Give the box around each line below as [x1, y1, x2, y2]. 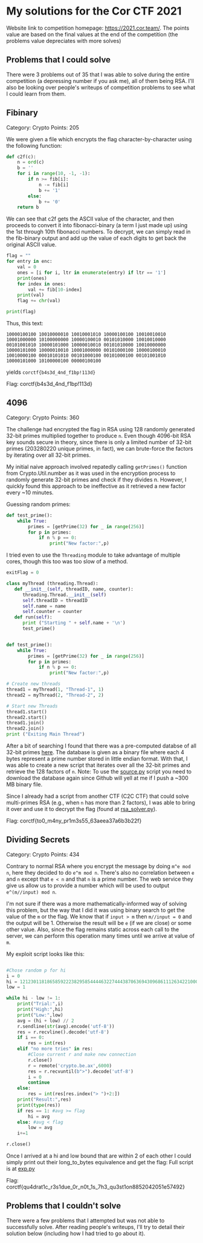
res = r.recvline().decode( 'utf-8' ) [17, 1029, 110, 1035]
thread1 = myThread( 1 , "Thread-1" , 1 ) [6, 686, 104, 692]
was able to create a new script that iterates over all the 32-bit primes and [6, 761, 190, 769]
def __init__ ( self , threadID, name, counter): [14, 586, 134, 592]
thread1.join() [6, 720, 45, 726]
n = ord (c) [17, 159, 45, 165]
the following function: [6, 142, 62, 149]
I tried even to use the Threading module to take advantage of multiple [6, 551, 181, 559]
